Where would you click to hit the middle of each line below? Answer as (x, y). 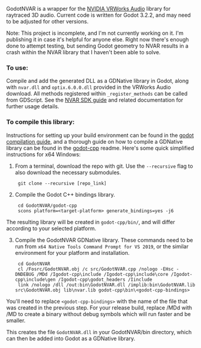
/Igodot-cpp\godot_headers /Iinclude (105, 279)
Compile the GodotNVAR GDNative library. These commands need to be (104, 240)
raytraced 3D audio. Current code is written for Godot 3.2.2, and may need (98, 15)
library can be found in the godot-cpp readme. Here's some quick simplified (100, 148)
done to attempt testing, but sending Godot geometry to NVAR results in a (97, 46)
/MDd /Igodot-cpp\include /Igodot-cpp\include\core (103, 274)
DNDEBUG (24, 274)
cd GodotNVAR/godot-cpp (47, 206)
